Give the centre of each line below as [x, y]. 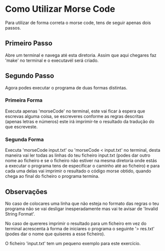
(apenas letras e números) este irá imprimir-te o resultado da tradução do [80, 121]
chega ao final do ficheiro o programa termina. [52, 176]
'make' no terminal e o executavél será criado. [52, 60]
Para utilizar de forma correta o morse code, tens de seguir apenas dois [78, 23]
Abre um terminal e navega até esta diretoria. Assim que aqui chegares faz [81, 55]
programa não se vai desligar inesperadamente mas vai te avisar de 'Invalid [82, 209]
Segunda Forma [25, 139]
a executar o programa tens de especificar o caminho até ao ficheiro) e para [82, 166]
